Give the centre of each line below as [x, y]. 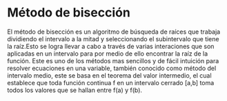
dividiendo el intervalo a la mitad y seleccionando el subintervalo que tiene [113, 38]
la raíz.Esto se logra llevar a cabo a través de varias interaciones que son [111, 46]
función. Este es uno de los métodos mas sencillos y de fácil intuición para [113, 60]
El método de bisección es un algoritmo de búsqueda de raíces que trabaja [114, 32]
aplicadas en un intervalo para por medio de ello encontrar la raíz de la [108, 54]
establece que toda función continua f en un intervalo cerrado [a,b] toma [111, 82]
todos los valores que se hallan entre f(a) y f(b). [75, 90]
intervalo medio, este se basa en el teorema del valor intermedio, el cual [109, 75]
